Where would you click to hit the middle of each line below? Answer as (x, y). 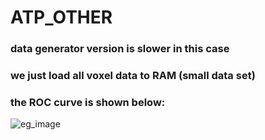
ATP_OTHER (61, 17)
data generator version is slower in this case (120, 49)
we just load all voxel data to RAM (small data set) (133, 76)
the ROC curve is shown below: (88, 102)
